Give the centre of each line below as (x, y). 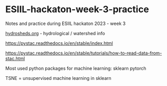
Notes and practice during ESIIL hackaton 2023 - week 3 (66, 23)
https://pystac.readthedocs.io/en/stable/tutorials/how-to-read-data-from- (84, 53)
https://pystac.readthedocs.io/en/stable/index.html (59, 43)
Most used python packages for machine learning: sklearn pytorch (76, 68)
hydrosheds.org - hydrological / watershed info (55, 33)
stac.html (15, 58)
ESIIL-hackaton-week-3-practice (77, 9)
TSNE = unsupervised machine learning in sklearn (58, 78)
